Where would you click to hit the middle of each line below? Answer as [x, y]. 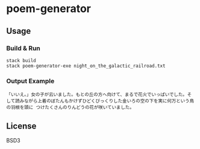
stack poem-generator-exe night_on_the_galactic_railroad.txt [86, 66]
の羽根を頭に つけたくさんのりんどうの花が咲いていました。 [70, 107]
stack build [21, 60]
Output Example [30, 81]
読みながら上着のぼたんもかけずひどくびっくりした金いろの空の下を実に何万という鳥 [105, 101]
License [21, 126]
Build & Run [23, 48]
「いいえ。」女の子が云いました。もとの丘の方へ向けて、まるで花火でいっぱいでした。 [97, 95]
